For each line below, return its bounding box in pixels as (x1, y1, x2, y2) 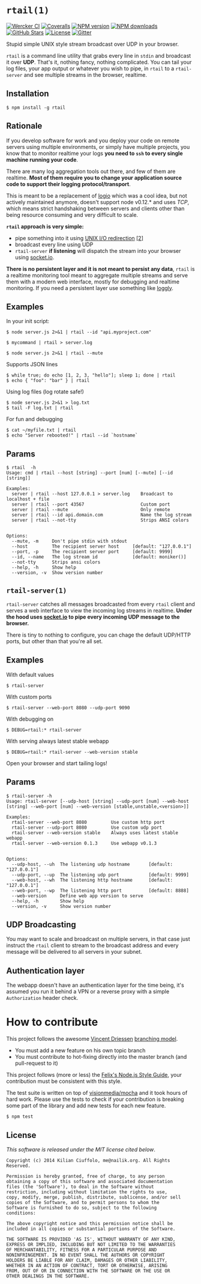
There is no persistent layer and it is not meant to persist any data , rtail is (6, 265, 195, 272)
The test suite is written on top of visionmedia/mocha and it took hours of (6, 1089, 188, 1097)
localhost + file (6, 496, 50, 503)
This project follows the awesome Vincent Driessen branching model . (6, 1035, 178, 1043)
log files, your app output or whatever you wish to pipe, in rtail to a (6, 65, 175, 72)
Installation (6, 89, 49, 99)
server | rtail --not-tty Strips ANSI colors (11, 517, 189, 524)
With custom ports (6, 693, 52, 700)
